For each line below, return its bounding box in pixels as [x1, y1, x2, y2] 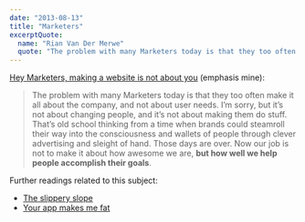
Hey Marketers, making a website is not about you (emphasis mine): [9, 72, 265, 83]
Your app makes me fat [22, 202, 110, 214]
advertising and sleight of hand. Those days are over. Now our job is [31, 138, 289, 149]
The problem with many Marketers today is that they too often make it [31, 90, 294, 101]
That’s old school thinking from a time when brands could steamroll [31, 119, 285, 130]
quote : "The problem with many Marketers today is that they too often [17, 47, 297, 56]
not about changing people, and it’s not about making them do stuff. [31, 109, 288, 120]
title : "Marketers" [9, 22, 84, 31]
